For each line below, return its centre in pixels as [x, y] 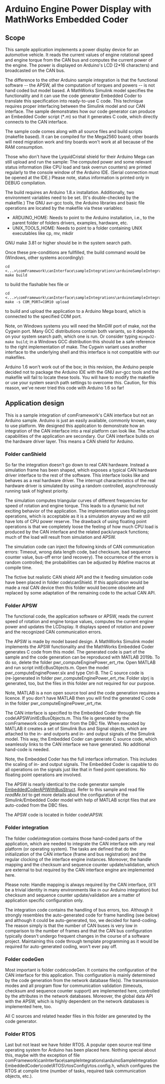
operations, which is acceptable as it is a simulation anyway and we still [78, 516]
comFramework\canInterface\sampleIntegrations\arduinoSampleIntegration [81, 1060]
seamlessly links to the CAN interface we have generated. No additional [78, 744]
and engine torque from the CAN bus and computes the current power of [79, 60]
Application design [35, 403]
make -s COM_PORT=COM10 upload [37, 302]
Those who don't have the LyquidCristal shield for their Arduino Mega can [80, 157]
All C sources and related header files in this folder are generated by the [78, 1016]
